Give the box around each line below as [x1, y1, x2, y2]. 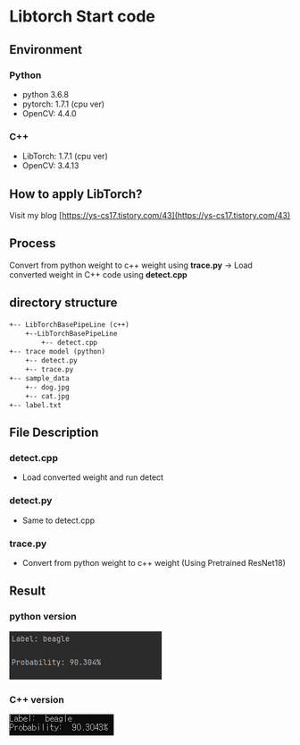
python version [9, 611, 78, 623]
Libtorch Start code [9, 6, 156, 27]
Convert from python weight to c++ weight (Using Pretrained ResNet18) [21, 557, 286, 568]
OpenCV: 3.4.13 [21, 160, 79, 171]
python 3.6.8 [21, 89, 70, 99]
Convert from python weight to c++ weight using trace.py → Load [9, 260, 253, 270]
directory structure [9, 295, 118, 311]
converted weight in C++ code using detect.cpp [9, 269, 187, 279]
